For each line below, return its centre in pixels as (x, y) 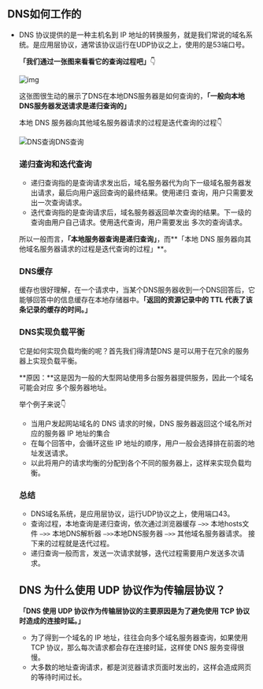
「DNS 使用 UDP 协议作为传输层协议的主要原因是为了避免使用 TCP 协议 (134, 611)
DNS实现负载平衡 (52, 332)
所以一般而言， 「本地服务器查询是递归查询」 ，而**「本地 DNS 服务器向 (131, 239)
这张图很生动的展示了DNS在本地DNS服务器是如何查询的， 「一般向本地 (132, 95)
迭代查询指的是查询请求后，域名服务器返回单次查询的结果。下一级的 (141, 212)
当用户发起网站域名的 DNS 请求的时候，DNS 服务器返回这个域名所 (138, 423)
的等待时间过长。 (58, 676)
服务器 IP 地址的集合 (78, 433)
